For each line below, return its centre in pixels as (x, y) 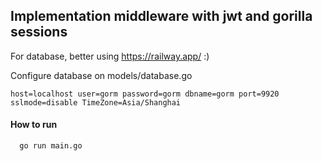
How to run (34, 125)
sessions (39, 32)
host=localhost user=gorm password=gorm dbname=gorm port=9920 (145, 94)
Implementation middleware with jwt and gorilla (161, 16)
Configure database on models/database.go (101, 75)
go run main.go (51, 146)
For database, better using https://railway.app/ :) (110, 56)
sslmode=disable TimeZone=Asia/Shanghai (96, 102)
